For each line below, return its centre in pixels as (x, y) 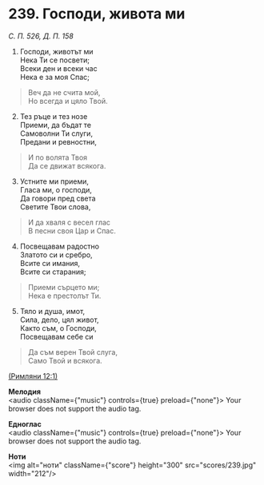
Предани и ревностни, (58, 141)
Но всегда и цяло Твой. (68, 101)
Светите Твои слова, (55, 207)
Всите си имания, (50, 263)
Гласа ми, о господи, (56, 189)
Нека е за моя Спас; (54, 77)
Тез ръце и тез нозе (54, 116)
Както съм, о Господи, (58, 328)
